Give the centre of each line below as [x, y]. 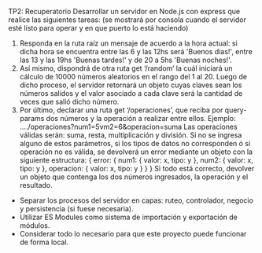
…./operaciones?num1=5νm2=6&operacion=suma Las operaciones [128, 126]
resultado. [36, 185]
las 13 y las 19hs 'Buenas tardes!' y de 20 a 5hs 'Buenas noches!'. [125, 60]
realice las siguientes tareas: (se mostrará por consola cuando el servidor [127, 20]
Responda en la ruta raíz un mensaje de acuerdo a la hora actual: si [128, 43]
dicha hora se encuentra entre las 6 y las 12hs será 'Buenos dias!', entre [136, 51]
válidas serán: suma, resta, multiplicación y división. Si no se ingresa [131, 135]
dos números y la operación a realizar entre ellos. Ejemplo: [141, 118]
